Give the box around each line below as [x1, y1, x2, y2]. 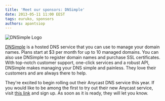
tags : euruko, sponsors [5, 16, 54, 21]
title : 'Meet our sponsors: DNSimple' [5, 7, 85, 12]
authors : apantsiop [5, 21, 45, 26]
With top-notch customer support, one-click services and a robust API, [5, 60, 150, 66]
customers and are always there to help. [5, 70, 87, 76]
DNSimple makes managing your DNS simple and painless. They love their [5, 65, 157, 71]
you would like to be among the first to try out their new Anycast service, [5, 85, 153, 91]
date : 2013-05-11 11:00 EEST [5, 12, 65, 17]
